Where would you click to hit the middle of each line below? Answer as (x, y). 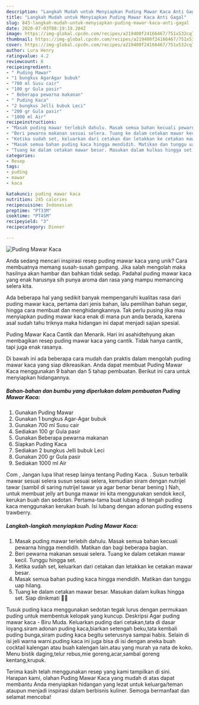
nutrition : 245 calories (37, 199)
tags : (13, 167)
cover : (14, 45)
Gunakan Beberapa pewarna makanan (61, 437)
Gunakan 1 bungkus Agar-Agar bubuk (60, 419)
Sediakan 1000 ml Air (41, 463)
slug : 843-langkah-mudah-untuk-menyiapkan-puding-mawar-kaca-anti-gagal (98, 23)
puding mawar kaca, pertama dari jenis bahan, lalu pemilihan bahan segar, (97, 303)
